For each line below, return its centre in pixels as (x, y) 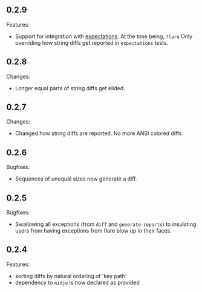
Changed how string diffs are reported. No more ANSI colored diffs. (99, 133)
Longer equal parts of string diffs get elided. (70, 88)
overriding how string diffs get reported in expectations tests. (92, 42)
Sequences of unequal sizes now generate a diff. (76, 179)
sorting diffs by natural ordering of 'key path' (71, 276)
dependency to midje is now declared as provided (77, 282)
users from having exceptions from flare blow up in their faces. (93, 231)
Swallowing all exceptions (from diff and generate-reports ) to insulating (106, 224)
